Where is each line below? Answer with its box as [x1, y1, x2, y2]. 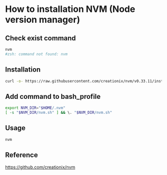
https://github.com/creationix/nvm [5, 164, 76, 170]
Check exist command [5, 34, 76, 42]
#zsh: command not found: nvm [5, 51, 68, 57]
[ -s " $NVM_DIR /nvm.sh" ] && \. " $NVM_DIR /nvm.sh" [5, 110, 112, 115]
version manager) [5, 14, 81, 25]
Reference [5, 151, 38, 160]
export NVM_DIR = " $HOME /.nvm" [5, 105, 66, 110]
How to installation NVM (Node [5, 3, 136, 15]
